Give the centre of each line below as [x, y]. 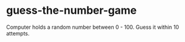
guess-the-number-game [72, 10]
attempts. [18, 33]
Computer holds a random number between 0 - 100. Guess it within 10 [93, 27]
